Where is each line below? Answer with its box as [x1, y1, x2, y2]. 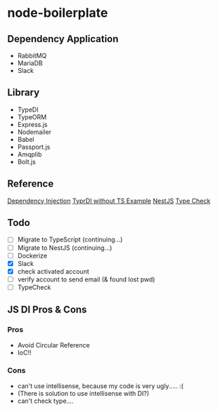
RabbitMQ [17, 51, 47, 60]
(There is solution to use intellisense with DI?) [17, 389, 150, 397]
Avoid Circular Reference [17, 340, 90, 349]
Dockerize [17, 251, 48, 260]
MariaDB [17, 59, 44, 67]
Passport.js [17, 142, 51, 151]
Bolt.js [17, 157, 37, 166]
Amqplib [17, 149, 42, 159]
